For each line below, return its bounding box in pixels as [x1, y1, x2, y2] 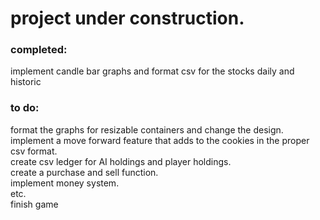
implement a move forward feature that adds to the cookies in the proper [10, 134, 310, 146]
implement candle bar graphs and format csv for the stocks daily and [10, 65, 295, 77]
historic [10, 76, 42, 88]
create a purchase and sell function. [10, 166, 159, 178]
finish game [10, 198, 59, 210]
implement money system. [10, 177, 120, 189]
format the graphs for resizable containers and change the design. [10, 123, 284, 136]
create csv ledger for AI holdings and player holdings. [10, 155, 232, 167]
